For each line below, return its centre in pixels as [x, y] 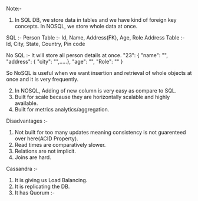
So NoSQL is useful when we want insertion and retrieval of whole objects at [99, 73]
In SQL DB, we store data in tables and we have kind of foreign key [95, 20]
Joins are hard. [33, 157]
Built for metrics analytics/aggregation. [62, 109]
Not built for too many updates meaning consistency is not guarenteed [100, 132]
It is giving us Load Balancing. [51, 180]
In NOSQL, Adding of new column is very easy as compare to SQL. [95, 90]
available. [26, 103]
